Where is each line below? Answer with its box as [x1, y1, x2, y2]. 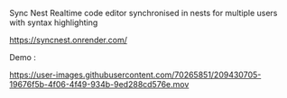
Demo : [9, 52, 36, 62]
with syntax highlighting [9, 17, 98, 28]
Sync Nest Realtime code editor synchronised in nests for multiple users [9, 8, 278, 18]
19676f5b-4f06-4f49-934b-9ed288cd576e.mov [9, 79, 190, 89]
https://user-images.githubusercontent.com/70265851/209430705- [9, 69, 262, 80]
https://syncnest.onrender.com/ [9, 35, 128, 45]
